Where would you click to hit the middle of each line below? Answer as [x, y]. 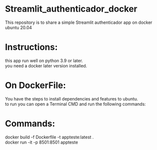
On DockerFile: [36, 85]
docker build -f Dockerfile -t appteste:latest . [50, 137]
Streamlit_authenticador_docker [71, 9]
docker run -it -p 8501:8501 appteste [42, 142]
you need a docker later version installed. [46, 66]
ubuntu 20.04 [19, 27]
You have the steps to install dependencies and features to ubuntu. [72, 99]
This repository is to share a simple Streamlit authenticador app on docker [79, 22]
